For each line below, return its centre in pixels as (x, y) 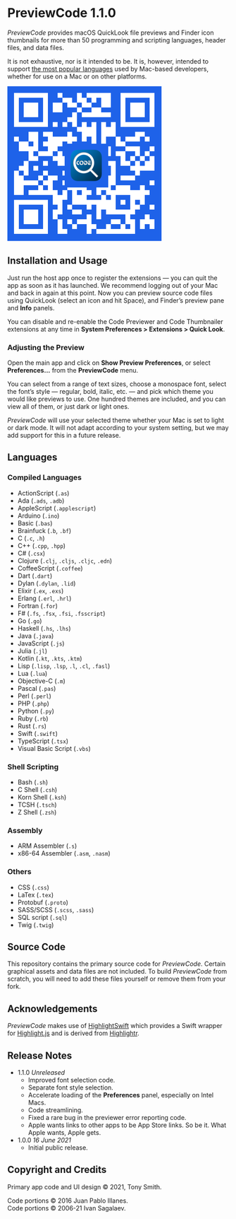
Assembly (25, 830)
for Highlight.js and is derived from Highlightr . (73, 1033)
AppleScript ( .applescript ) (57, 508)
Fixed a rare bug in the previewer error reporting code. (107, 1118)
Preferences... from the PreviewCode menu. (73, 371)
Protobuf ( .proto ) (43, 902)
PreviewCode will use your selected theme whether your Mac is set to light (116, 420)
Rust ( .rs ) (32, 725)
